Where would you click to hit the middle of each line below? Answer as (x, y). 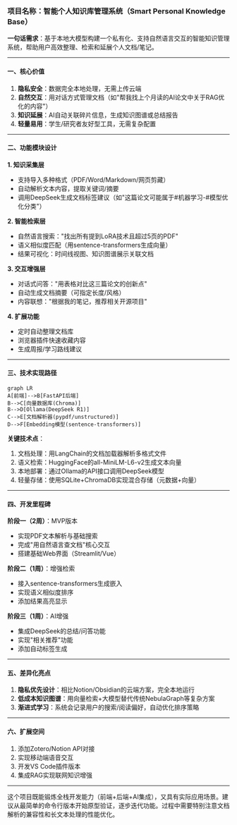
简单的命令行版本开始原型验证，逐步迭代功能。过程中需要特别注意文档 (128, 805)
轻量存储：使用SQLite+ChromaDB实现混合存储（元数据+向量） (109, 479)
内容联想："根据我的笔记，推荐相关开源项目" (82, 301)
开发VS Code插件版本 (49, 766)
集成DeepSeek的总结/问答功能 (61, 631)
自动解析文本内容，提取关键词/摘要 (68, 188)
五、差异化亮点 (29, 673)
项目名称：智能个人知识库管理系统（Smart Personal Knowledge (116, 11)
